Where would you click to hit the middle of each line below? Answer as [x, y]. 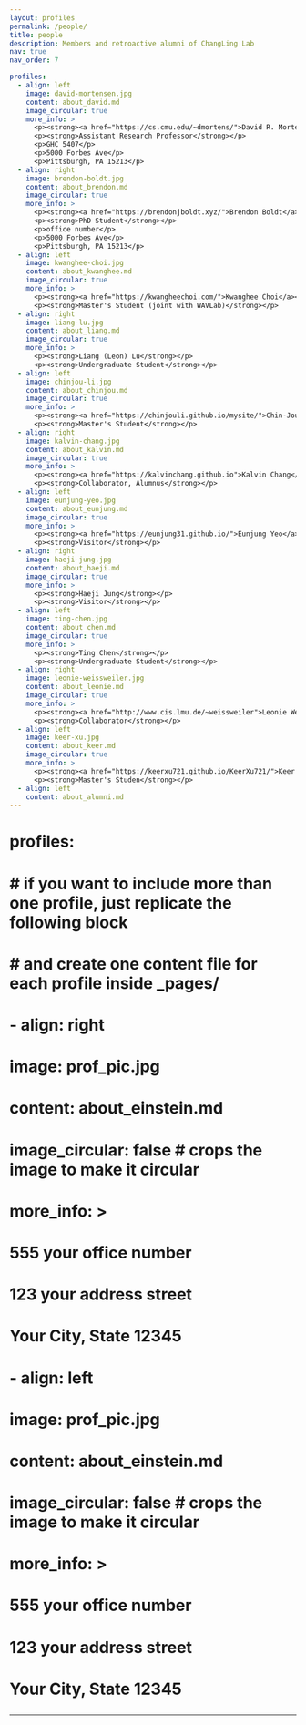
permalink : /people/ [49, 26]
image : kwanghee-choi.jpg [75, 263]
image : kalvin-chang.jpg [73, 441]
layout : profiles [42, 18]
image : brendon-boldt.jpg [75, 179]
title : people [36, 35]
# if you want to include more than [141, 883]
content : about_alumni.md [75, 797]
